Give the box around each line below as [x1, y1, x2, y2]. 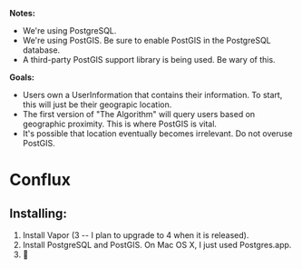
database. [22, 45, 61, 55]
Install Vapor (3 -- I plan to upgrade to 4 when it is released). [22, 230, 249, 240]
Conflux [9, 170, 71, 190]
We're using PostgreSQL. [22, 25, 117, 35]
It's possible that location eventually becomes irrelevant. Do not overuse [22, 128, 293, 139]
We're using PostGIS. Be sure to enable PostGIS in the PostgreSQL [22, 35, 272, 45]
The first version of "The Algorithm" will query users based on [22, 109, 256, 119]
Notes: [9, 8, 36, 18]
